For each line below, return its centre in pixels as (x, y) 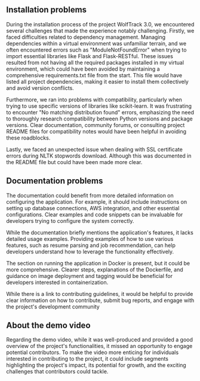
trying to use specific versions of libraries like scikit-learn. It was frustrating (99, 106)
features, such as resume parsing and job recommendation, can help (91, 245)
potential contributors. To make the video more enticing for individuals (93, 352)
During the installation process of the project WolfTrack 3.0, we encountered (100, 24)
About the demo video (48, 326)
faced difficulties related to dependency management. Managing (86, 37)
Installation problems (47, 10)
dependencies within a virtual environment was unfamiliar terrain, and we (96, 43)
